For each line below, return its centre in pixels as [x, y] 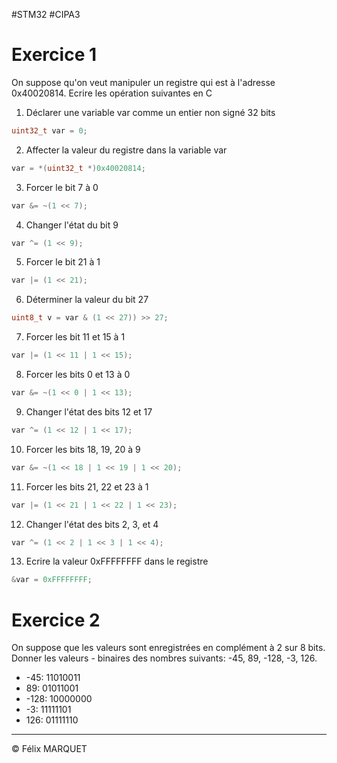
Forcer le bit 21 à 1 [63, 262]
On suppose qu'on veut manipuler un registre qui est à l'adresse [143, 82]
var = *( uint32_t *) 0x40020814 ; [78, 168]
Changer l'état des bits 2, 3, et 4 [92, 524]
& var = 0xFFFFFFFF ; [52, 580]
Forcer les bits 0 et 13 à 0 [78, 375]
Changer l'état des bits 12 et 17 [89, 411]
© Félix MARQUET [49, 749]
